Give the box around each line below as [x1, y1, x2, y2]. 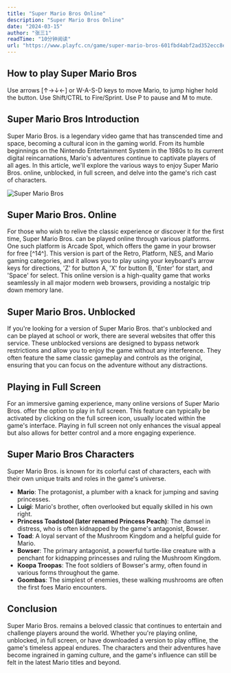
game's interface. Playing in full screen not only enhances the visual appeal [7, 422, 221, 430]
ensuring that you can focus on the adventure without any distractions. [7, 361, 208, 369]
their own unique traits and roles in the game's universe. [7, 474, 166, 482]
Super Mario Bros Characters [7, 449, 135, 460]
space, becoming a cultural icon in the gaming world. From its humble [7, 139, 205, 147]
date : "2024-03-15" [7, 23, 63, 30]
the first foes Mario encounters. [16, 583, 107, 591]
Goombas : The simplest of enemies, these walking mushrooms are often [16, 576, 223, 584]
